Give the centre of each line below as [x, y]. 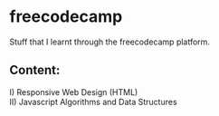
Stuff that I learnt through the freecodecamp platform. [110, 42]
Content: [35, 70]
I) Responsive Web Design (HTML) [74, 92]
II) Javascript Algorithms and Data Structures [94, 101]
